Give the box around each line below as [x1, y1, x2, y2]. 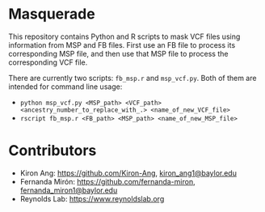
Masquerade [8, 5, 95, 23]
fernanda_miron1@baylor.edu [19, 185, 118, 195]
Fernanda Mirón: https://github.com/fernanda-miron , [19, 176, 196, 186]
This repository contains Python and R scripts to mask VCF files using [8, 32, 241, 41]
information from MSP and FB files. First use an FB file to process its [8, 40, 236, 49]
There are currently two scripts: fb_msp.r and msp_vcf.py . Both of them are [8, 73, 257, 83]
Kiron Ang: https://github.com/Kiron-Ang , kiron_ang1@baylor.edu [19, 167, 237, 178]
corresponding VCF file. [8, 57, 88, 67]
